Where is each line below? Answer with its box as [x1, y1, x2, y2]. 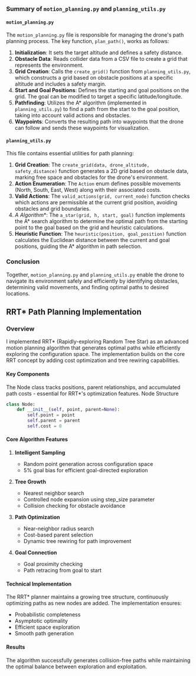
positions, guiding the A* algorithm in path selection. [14, 243, 142, 250]
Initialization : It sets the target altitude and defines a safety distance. [14, 49, 183, 56]
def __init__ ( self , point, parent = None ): [17, 407, 120, 413]
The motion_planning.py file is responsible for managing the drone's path [6, 31, 184, 38]
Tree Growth [14, 478, 46, 485]
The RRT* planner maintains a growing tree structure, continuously [6, 593, 169, 600]
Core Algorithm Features [6, 436, 68, 443]
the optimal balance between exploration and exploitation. [6, 663, 148, 670]
